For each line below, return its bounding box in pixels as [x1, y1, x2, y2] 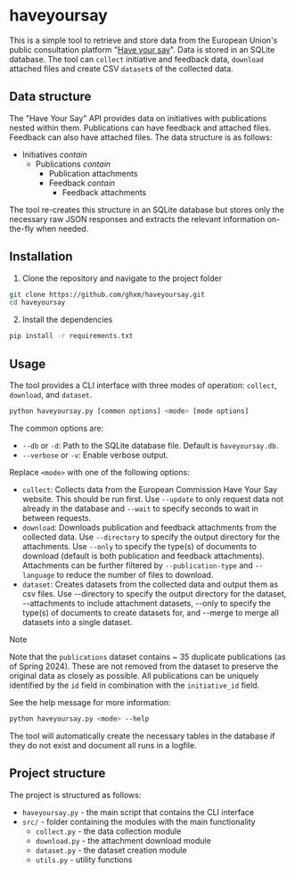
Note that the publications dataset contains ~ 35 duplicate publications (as [9, 651, 287, 662]
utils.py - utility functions [35, 853, 133, 865]
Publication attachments [48, 168, 138, 178]
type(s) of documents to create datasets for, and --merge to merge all [21, 607, 279, 618]
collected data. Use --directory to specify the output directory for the [21, 532, 281, 542]
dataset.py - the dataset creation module [35, 845, 187, 855]
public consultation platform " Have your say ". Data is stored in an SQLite [9, 44, 275, 54]
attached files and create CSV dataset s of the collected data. [9, 63, 234, 74]
